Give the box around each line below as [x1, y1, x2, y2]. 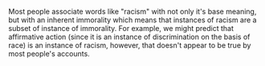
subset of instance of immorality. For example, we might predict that [8, 24, 234, 33]
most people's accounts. [8, 49, 90, 58]
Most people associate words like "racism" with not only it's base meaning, [8, 7, 257, 16]
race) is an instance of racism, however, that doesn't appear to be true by [8, 41, 251, 50]
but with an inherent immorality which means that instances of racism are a [8, 15, 257, 25]
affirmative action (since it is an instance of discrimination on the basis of [8, 32, 251, 41]
